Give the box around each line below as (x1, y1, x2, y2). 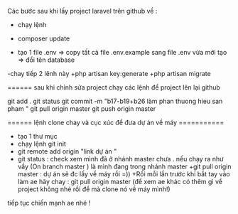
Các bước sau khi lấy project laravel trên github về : (7, 7, 158, 15)
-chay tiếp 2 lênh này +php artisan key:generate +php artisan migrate (7, 70, 211, 77)
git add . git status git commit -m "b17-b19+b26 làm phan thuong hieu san (7, 97, 223, 105)
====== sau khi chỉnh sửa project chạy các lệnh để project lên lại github (7, 83, 220, 92)
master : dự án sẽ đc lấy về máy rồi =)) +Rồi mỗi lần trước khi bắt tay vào (17, 170, 230, 178)
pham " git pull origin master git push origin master (7, 105, 156, 113)
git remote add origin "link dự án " (17, 147, 117, 156)
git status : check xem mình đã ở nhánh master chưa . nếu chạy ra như (17, 155, 224, 163)
